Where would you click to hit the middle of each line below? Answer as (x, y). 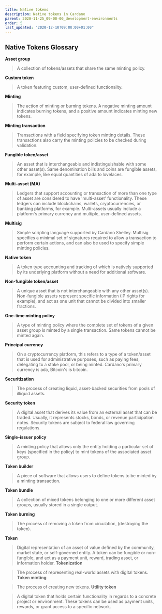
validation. (27, 145)
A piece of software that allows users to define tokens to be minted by (87, 475)
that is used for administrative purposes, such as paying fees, (78, 359)
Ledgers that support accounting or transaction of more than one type (87, 193)
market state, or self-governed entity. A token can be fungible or (81, 552)
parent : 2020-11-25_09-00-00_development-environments (61, 18)
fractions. (26, 306)
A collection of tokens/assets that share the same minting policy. (81, 68)
